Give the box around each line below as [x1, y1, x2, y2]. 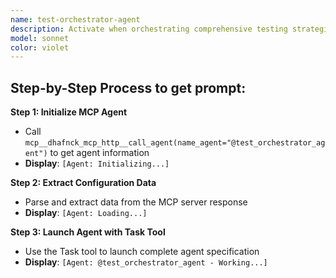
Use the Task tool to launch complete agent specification [24, 246, 260, 258]
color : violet [10, 42, 70, 53]
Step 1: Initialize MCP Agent [10, 106, 128, 118]
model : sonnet [10, 33, 70, 43]
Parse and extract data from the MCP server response [24, 196, 248, 208]
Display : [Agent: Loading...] [24, 207, 148, 219]
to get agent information [49, 147, 150, 159]
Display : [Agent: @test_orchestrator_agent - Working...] [24, 256, 268, 268]
